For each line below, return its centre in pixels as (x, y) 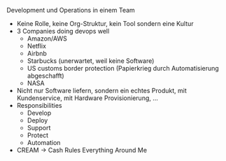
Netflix (37, 46)
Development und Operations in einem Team (71, 10)
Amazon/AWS (47, 38)
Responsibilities (39, 105)
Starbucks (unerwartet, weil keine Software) (91, 61)
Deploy (37, 120)
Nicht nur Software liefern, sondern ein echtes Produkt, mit (101, 91)
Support (39, 128)
